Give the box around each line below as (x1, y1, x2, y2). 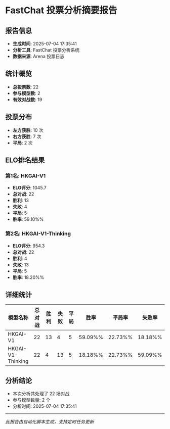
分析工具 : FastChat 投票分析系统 (12, 47, 80, 53)
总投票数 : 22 (12, 84, 39, 90)
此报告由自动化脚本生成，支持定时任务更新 (5, 419, 94, 425)
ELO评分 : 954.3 (12, 243, 45, 249)
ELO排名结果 (5, 156, 45, 165)
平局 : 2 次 (12, 139, 33, 146)
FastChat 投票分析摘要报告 (5, 5, 117, 16)
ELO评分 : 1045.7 (12, 185, 47, 191)
